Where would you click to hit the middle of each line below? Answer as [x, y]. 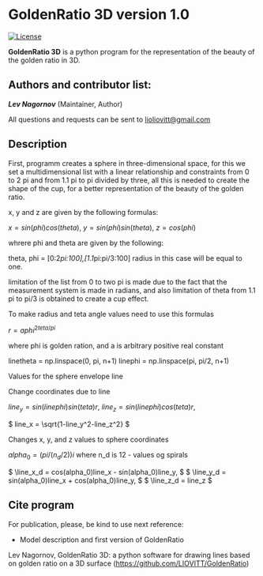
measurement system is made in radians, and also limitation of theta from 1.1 [132, 290]
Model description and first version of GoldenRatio [101, 540]
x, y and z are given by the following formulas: [83, 212]
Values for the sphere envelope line [66, 376]
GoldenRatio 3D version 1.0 [99, 15]
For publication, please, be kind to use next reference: [96, 524]
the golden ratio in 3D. [44, 60]
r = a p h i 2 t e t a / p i [32, 329]
